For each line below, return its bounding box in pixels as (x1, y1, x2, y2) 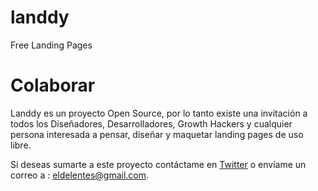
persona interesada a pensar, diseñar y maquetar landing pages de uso (10, 128, 304, 140)
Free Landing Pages (10, 39, 93, 51)
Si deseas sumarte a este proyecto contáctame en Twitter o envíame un (10, 158, 307, 170)
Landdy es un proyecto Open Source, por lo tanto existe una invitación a (10, 107, 308, 119)
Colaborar (10, 74, 96, 97)
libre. (10, 139, 32, 151)
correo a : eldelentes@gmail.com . (10, 169, 150, 181)
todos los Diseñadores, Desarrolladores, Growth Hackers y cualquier (10, 117, 293, 130)
